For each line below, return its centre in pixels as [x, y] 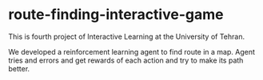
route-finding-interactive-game [116, 15]
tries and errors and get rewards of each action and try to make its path [126, 60]
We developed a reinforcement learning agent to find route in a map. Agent [132, 51]
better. [19, 68]
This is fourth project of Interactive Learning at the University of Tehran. [127, 36]
